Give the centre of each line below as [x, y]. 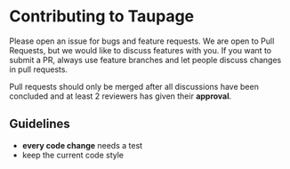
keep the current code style [73, 155]
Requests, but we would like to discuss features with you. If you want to [141, 50]
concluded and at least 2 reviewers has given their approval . [121, 96]
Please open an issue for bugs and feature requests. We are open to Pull [142, 41]
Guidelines [40, 124]
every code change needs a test [82, 145]
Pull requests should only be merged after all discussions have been [134, 86]
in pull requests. [39, 69]
